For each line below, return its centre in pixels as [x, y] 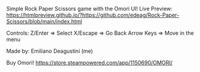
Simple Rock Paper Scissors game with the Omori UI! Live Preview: [89, 9]
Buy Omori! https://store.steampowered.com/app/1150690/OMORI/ [89, 63]
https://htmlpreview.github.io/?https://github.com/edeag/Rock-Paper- [93, 15]
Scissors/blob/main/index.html [44, 21]
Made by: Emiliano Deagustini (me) [50, 51]
